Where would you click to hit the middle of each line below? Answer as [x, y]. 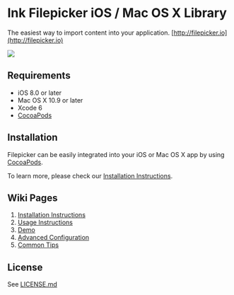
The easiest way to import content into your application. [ [91, 33]
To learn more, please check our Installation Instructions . [90, 175]
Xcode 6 [30, 108]
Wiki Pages [33, 198]
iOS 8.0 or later [40, 93]
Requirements [39, 76]
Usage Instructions [45, 222]
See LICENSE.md [33, 284]
